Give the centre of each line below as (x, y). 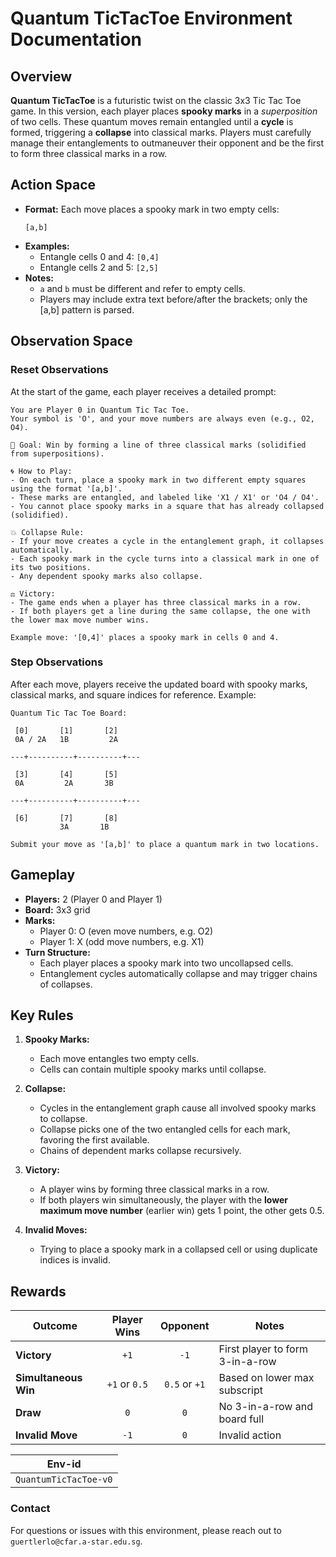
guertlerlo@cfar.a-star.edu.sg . (76, 1541)
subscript (240, 1390)
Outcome (55, 1326)
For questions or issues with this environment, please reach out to (146, 1530)
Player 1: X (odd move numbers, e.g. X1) (122, 941)
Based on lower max (266, 1378)
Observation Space (71, 341)
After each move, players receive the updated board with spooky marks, (159, 684)
